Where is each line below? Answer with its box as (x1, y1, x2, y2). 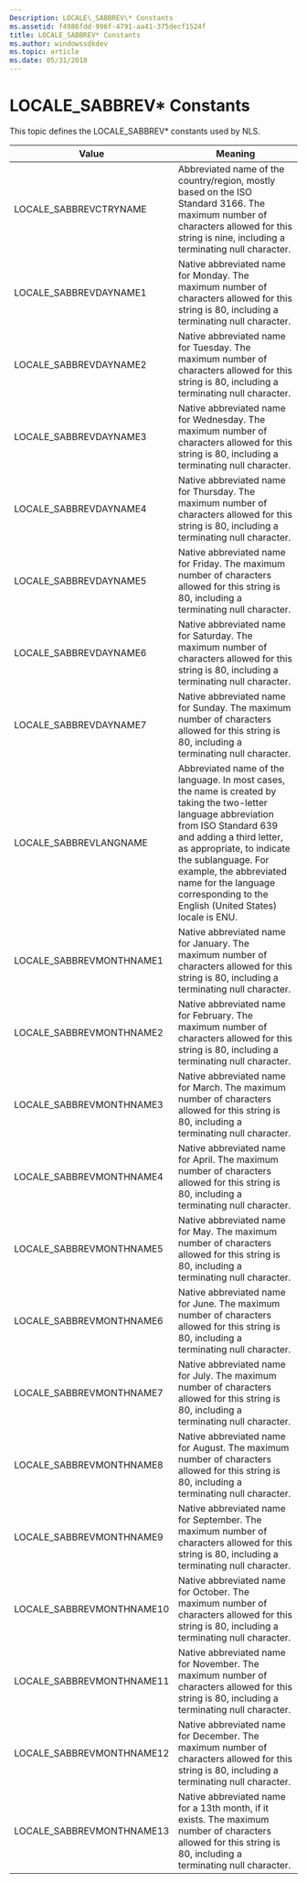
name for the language (177, 876, 276, 888)
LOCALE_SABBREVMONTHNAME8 (14, 1458, 164, 1471)
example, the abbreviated (177, 865, 288, 877)
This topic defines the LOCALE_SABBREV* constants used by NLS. (9, 125, 260, 136)
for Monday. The (177, 269, 249, 282)
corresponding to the (177, 888, 269, 900)
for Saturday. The (177, 629, 253, 641)
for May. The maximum (177, 1225, 277, 1238)
